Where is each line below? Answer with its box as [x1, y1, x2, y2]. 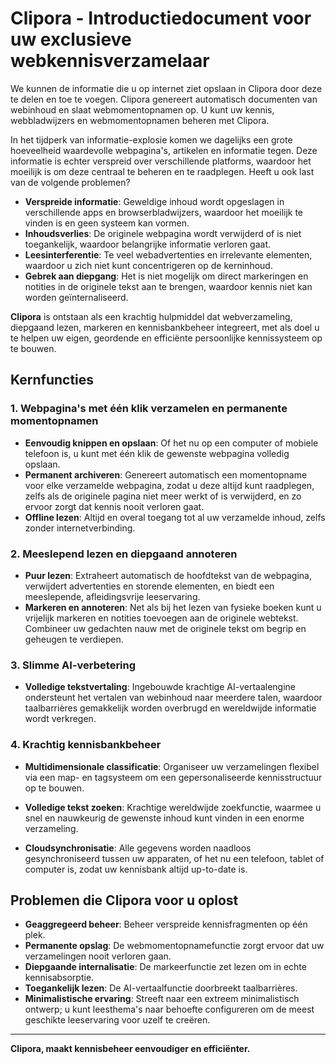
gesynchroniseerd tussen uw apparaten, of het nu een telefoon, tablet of [24, 852, 325, 864]
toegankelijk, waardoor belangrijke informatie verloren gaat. [24, 238, 272, 250]
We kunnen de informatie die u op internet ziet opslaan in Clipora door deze [10, 82, 323, 94]
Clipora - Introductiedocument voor [10, 7, 312, 30]
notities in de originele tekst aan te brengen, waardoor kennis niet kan [24, 280, 313, 292]
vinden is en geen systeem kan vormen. [24, 217, 190, 229]
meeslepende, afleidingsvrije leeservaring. [24, 590, 201, 602]
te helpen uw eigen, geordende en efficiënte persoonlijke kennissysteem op [10, 332, 323, 344]
